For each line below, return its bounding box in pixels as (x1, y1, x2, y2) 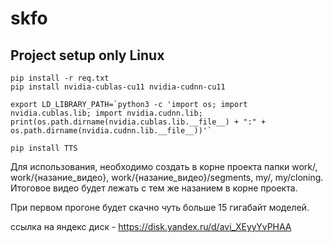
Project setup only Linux (10, 47, 165, 64)
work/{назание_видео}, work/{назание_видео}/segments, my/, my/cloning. (10, 172, 324, 183)
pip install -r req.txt (10, 73, 110, 83)
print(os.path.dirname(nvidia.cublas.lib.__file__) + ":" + (10, 117, 267, 127)
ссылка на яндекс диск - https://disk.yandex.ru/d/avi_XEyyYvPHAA (10, 221, 292, 232)
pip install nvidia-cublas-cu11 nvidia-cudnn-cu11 (10, 82, 226, 92)
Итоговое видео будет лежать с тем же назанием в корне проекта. (10, 182, 298, 194)
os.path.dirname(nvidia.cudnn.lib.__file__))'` (10, 126, 213, 136)
